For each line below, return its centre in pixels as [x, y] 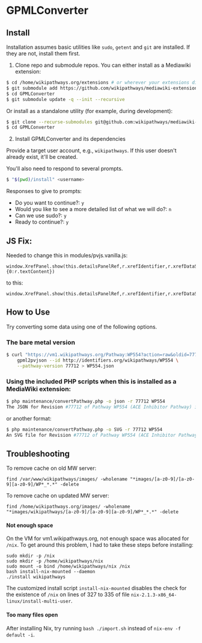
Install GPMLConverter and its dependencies [70, 139]
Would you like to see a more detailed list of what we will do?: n [93, 209]
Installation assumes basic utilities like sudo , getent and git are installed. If [98, 47]
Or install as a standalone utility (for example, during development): [90, 111]
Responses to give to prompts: [44, 191]
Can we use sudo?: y [41, 216]
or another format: [29, 418]
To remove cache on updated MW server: [58, 496]
